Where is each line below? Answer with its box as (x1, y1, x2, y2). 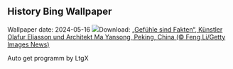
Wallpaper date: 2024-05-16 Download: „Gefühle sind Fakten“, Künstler (7, 25, 223, 34)
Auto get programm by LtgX (7, 54, 89, 62)
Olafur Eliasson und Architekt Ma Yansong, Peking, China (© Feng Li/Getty (7, 32, 226, 41)
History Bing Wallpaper (7, 6, 112, 18)
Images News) (7, 40, 50, 49)
